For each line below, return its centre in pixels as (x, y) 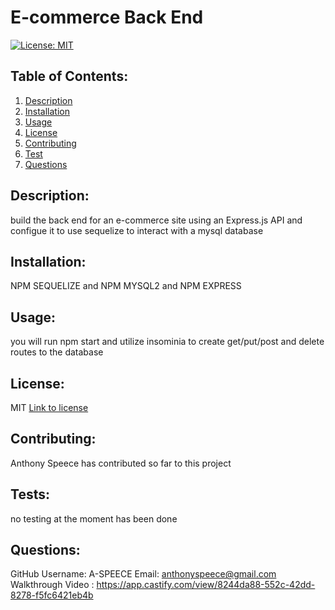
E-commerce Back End (107, 17)
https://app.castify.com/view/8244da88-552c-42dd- (206, 585)
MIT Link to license (49, 407)
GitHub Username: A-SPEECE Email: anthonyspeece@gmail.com (143, 574)
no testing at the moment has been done (94, 518)
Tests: (30, 494)
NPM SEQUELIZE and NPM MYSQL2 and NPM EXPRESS (126, 286)
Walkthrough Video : (52, 585)
